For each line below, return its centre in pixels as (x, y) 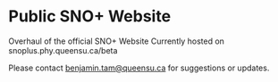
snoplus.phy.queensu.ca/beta (63, 50)
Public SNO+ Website (90, 16)
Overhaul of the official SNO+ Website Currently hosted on (117, 41)
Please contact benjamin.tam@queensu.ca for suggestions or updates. (139, 68)
